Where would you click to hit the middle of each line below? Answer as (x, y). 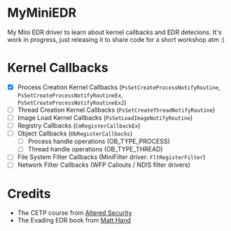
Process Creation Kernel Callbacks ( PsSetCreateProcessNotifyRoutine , (119, 87)
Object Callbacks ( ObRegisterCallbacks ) (75, 133)
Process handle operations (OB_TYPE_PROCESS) (99, 142)
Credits (29, 194)
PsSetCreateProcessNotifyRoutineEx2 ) (72, 102)
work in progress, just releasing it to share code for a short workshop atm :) (116, 39)
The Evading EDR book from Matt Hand (74, 221)
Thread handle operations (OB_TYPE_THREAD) (95, 149)
